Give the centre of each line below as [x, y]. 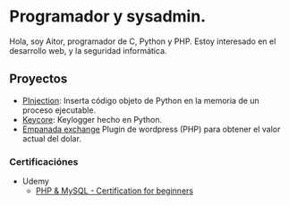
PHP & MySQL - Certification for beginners [115, 191]
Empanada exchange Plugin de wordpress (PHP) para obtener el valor [151, 129]
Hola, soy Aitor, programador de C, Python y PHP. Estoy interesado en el [143, 41]
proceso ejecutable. [59, 110]
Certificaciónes [44, 161]
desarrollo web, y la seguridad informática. [88, 50]
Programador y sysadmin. [108, 17]
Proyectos [38, 79]
